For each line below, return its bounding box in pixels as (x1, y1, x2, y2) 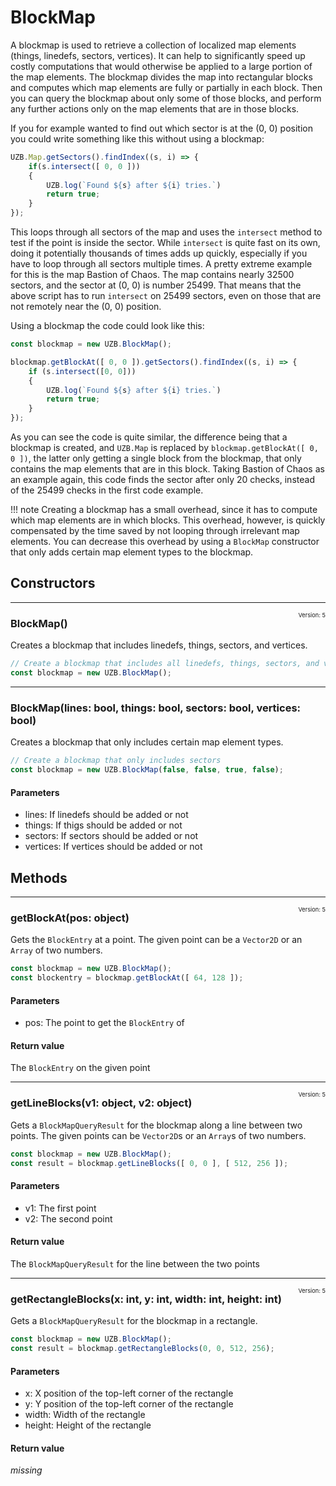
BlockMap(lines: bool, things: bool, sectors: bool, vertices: (10, 701, 302, 715)
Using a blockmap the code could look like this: (10, 320, 205, 332)
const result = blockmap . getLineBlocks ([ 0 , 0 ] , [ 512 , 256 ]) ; (10, 1158, 289, 1168)
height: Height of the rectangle (24, 1419, 152, 1431)
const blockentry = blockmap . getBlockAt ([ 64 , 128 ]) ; (10, 973, 244, 983)
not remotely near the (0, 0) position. (10, 301, 162, 313)
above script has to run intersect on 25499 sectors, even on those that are (10, 290, 322, 302)
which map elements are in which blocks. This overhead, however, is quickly (10, 514, 326, 526)
